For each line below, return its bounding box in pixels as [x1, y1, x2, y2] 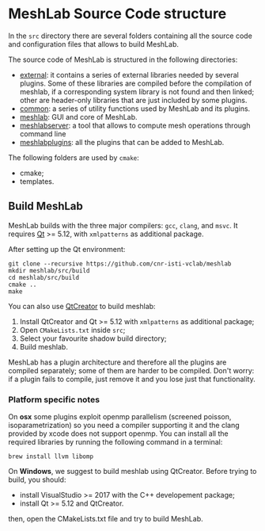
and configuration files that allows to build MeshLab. [8, 39, 180, 48]
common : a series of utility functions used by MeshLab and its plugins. [19, 104, 251, 113]
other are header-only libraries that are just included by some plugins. [19, 95, 248, 105]
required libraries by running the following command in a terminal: [8, 437, 223, 447]
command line [19, 128, 66, 139]
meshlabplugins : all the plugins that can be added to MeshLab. [19, 137, 225, 147]
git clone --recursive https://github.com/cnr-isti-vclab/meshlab [8, 259, 232, 268]
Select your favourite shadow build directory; [19, 334, 168, 343]
